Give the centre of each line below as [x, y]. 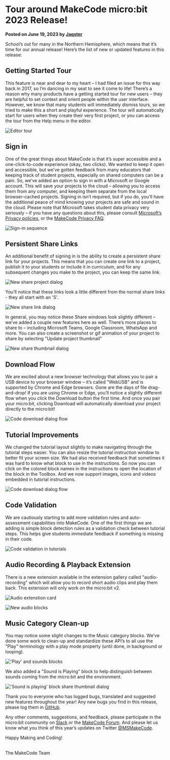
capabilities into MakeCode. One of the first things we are [92, 523]
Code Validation [31, 505]
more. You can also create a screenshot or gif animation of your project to [82, 333]
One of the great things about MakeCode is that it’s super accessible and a [83, 159]
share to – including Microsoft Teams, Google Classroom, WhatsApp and [81, 328]
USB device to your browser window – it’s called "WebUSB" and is [74, 382]
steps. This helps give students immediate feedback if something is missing [84, 534]
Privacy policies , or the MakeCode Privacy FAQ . [55, 218]
